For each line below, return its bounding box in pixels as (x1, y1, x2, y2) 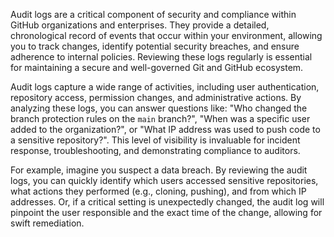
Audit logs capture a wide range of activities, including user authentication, (10, 81, 320, 93)
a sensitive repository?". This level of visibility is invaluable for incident (10, 134, 301, 146)
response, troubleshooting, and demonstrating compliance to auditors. (10, 145, 301, 156)
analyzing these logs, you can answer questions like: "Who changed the (10, 102, 308, 114)
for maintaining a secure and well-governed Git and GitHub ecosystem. (10, 62, 304, 73)
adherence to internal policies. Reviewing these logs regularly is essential (10, 51, 313, 63)
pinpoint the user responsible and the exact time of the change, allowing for (10, 207, 323, 218)
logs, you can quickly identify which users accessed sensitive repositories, (10, 175, 319, 186)
